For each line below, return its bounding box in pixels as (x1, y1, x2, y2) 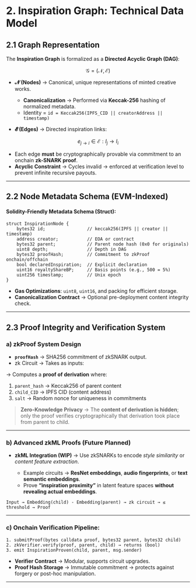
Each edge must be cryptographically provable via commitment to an (14, 151, 181, 158)
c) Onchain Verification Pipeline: (6, 524, 100, 532)
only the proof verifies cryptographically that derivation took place (20, 412, 180, 419)
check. (14, 300, 31, 307)
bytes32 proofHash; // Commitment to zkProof (16, 252, 150, 258)
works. (14, 86, 31, 92)
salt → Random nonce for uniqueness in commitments (14, 395, 147, 402)
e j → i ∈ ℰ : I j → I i (78, 138, 118, 146)
